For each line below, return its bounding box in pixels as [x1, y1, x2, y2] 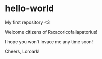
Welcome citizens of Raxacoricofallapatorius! [5, 29, 98, 35]
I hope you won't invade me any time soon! [5, 38, 93, 45]
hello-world [5, 3, 54, 14]
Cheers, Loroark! [5, 48, 40, 54]
